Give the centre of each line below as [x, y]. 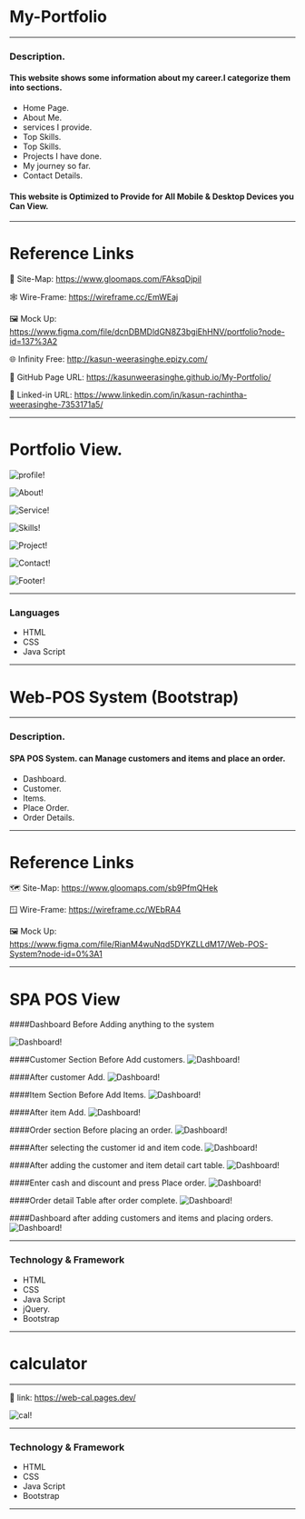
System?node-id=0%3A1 [56, 954]
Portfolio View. [66, 450]
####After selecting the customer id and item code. [106, 1148]
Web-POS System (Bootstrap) [124, 697]
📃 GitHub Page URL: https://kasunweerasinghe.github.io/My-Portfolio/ [140, 377]
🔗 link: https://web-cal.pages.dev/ [73, 1397]
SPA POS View [65, 999]
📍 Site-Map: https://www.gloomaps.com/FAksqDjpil [106, 279]
